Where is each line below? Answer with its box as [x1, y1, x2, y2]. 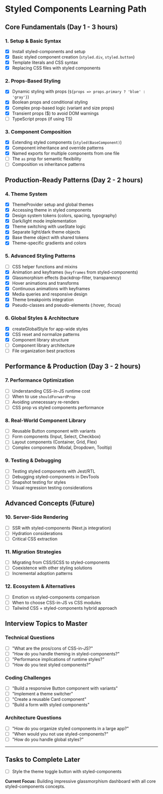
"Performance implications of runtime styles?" [12, 656, 105, 662]
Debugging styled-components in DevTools [12, 474, 99, 479]
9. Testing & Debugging [5, 457, 62, 464]
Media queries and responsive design [12, 291, 87, 297]
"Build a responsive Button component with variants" [12, 685, 118, 691]
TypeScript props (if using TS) [12, 116, 73, 121]
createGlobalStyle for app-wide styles [12, 326, 88, 332]
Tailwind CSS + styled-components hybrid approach [12, 605, 117, 611]
